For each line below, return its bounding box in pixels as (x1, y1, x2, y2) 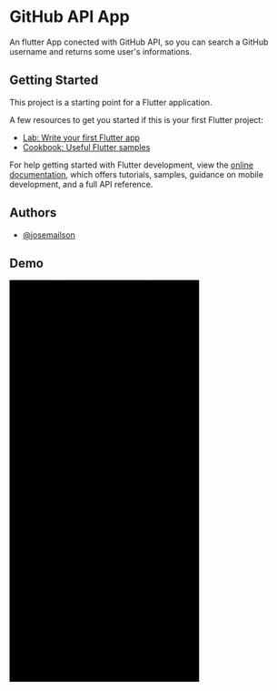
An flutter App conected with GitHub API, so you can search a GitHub (9, 36, 269, 47)
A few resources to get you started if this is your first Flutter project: (9, 114, 263, 125)
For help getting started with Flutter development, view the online (9, 159, 254, 170)
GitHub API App (9, 6, 130, 27)
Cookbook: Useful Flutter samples (22, 141, 151, 152)
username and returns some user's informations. (9, 46, 193, 56)
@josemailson (22, 229, 75, 240)
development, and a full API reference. (9, 178, 153, 189)
